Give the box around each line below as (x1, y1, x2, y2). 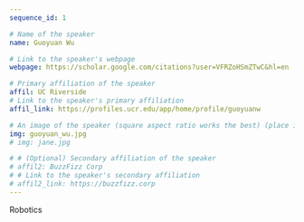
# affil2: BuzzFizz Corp (9, 162, 103, 172)
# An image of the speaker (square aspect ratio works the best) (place (9, 121, 290, 130)
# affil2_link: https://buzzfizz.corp (9, 179, 156, 188)
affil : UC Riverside (9, 88, 88, 97)
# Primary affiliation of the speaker (9, 79, 156, 89)
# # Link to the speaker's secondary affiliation (9, 171, 201, 180)
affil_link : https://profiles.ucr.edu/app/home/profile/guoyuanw (9, 104, 261, 113)
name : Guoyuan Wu (9, 38, 75, 47)
